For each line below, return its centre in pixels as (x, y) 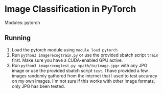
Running (18, 38)
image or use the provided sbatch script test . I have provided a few (80, 70)
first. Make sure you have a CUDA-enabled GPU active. (67, 60)
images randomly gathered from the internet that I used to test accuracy (84, 76)
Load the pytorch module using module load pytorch (65, 49)
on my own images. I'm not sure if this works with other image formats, (83, 81)
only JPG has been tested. (38, 86)
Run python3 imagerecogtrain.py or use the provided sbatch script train (85, 55)
